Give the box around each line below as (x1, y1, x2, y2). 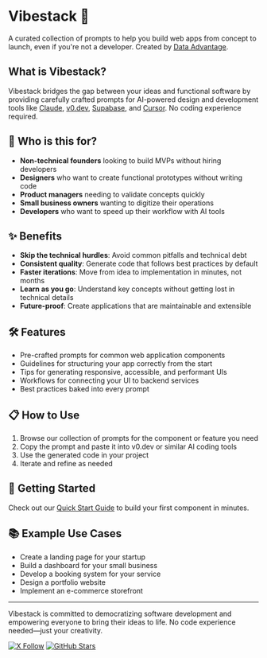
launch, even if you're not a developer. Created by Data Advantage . (8, 41, 229, 51)
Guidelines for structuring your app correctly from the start (19, 359, 213, 368)
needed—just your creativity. (8, 625, 103, 635)
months (19, 276, 45, 286)
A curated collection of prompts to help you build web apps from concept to (8, 33, 257, 43)
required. (8, 111, 38, 121)
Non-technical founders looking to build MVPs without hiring (19, 155, 222, 165)
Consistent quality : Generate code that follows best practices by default (19, 259, 258, 269)
